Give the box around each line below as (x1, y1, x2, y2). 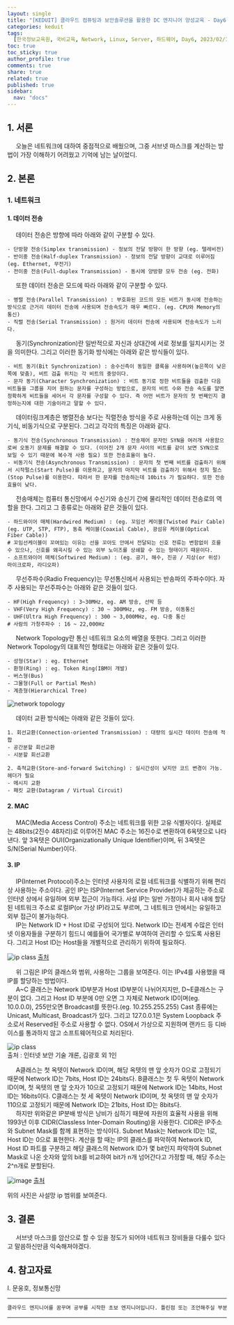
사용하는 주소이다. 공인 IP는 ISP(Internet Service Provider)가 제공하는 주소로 (14, 885, 225, 894)
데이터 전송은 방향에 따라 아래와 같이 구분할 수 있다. (15, 231, 155, 239)
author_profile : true (7, 56, 70, 63)
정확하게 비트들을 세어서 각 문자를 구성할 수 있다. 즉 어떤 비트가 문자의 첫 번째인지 (7, 393, 218, 400)
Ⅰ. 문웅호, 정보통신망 (7, 1284, 61, 1292)
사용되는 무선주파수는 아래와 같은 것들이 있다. (14, 583, 138, 592)
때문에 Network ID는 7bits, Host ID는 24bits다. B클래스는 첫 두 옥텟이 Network (7, 1074, 224, 1083)
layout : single (7, 10, 52, 17)
